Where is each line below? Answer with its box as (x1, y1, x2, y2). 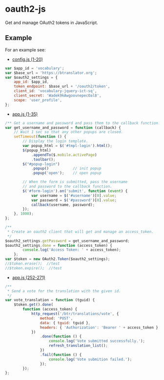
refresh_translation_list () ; (48, 343, 108, 348)
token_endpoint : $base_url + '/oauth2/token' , (14, 84, 110, 89)
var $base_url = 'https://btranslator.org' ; (5, 70, 97, 75)
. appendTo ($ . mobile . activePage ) (31, 152, 97, 157)
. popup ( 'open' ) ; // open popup (31, 170, 102, 176)
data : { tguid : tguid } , (40, 320, 91, 325)
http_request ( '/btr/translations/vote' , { (31, 311, 119, 316)
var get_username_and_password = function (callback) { (5, 125, 121, 130)
